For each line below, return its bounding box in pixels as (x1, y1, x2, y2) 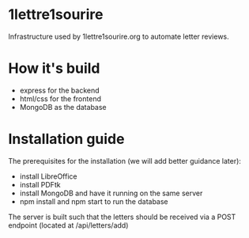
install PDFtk (19, 179, 61, 189)
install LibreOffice (19, 172, 77, 181)
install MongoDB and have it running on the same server (19, 188, 203, 198)
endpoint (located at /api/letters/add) (8, 220, 129, 230)
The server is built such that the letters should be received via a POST (8, 212, 236, 221)
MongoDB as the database (19, 102, 107, 111)
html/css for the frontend (19, 93, 101, 104)
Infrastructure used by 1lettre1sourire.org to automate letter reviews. (8, 32, 229, 41)
